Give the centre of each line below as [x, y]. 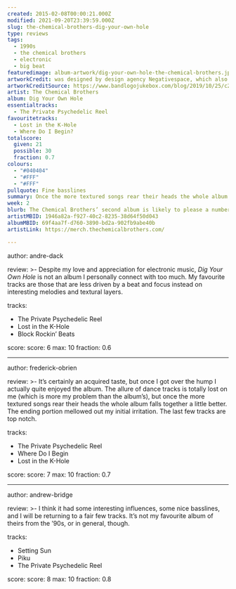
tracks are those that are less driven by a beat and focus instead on [105, 284]
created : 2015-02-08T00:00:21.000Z [59, 14]
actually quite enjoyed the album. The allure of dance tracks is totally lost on [118, 389]
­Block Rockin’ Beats [46, 334]
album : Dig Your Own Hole [45, 99]
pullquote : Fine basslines [47, 190]
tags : [15, 40]
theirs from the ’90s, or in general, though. [68, 523]
